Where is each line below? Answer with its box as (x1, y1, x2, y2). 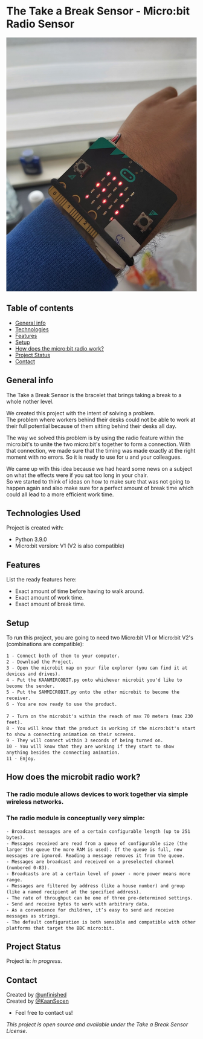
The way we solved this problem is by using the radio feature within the (6, 434, 184, 441)
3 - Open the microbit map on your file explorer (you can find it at (6, 665, 188, 671)
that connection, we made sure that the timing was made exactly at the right (6, 447, 196, 454)
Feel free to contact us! (14, 1009, 73, 1017)
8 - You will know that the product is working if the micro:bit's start (6, 725, 196, 731)
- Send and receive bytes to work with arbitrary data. (6, 901, 150, 907)
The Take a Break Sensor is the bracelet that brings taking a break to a (6, 391, 182, 398)
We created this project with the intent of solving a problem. (6, 409, 155, 416)
